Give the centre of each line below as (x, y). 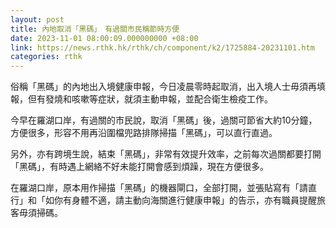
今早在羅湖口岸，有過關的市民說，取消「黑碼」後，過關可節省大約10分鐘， (164, 120)
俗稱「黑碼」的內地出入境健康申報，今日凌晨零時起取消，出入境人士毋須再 (163, 87)
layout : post (37, 19)
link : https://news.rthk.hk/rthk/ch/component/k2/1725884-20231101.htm (162, 47)
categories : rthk (46, 57)
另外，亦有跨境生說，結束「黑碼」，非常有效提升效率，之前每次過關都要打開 (166, 154)
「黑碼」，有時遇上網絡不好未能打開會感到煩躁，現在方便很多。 (139, 167)
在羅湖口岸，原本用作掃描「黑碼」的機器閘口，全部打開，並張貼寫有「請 (159, 188)
